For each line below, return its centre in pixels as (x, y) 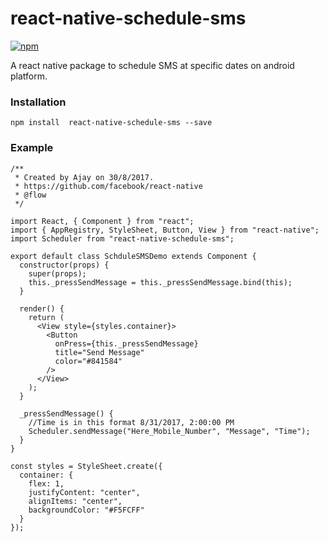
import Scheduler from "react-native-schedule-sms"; (122, 238)
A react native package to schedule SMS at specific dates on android (152, 65)
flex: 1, (46, 483)
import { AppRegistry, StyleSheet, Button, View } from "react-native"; (165, 230)
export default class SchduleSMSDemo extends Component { (133, 256)
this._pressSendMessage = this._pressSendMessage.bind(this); (160, 282)
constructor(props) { (64, 265)
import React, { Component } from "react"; (102, 221)
